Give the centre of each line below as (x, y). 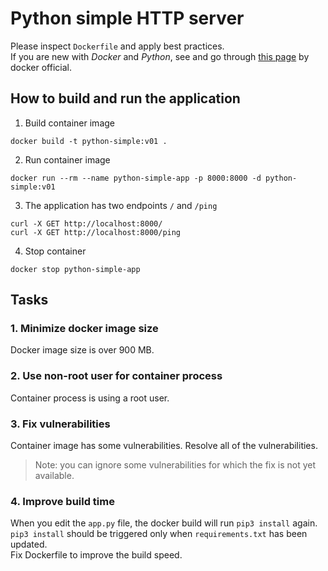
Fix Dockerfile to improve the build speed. (96, 555)
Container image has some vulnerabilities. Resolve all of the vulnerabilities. (164, 446)
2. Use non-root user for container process (116, 376)
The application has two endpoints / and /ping (121, 205)
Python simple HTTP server (127, 18)
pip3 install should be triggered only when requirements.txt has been (159, 534)
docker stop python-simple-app (75, 269)
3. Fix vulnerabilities (60, 424)
